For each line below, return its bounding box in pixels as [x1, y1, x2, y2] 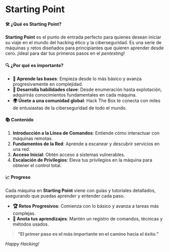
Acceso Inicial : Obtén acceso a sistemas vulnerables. [12, 151, 125, 157]
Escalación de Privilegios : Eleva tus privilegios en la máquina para [12, 156, 152, 163]
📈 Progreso [5, 174, 31, 180]
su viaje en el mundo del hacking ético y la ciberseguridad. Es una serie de [5, 40, 162, 46]
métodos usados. [12, 221, 49, 227]
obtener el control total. [12, 162, 62, 168]
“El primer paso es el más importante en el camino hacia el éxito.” [17, 231, 159, 237]
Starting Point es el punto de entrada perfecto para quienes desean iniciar [5, 34, 161, 40]
